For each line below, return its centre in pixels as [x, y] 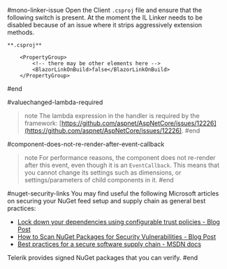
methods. [21, 32]
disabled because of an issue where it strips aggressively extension [105, 25]
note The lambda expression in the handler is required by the [112, 116]
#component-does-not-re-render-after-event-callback [86, 144]
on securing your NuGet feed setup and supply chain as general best [107, 201]
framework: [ [43, 123]
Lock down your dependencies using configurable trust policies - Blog [118, 222]
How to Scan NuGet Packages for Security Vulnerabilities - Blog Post [117, 237]
